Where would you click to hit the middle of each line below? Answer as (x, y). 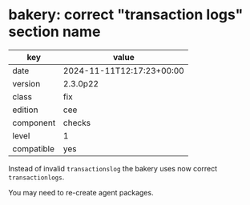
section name (54, 32)
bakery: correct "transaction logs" (126, 15)
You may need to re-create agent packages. (81, 192)
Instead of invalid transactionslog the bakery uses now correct (113, 168)
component (34, 123)
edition (25, 110)
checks (77, 123)
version (26, 83)
